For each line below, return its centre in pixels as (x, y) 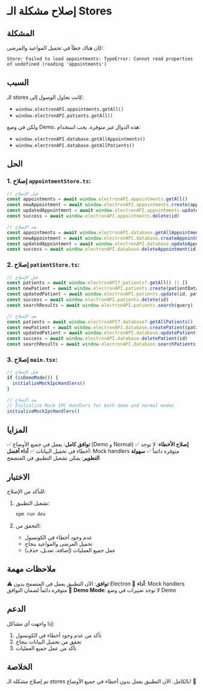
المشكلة (21, 33)
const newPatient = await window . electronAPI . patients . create (86, 289)
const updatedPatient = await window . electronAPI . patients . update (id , (97, 294)
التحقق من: (28, 525)
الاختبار (18, 477)
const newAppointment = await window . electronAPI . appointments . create (97, 205)
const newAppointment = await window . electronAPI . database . (84, 238)
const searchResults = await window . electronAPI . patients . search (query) (100, 305)
